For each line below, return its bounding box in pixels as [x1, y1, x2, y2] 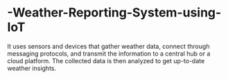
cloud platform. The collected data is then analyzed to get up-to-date [7, 56, 205, 65]
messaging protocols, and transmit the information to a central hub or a [7, 49, 211, 58]
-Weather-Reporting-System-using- [7, 5, 222, 21]
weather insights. [7, 64, 57, 72]
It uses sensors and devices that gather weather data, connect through [7, 42, 210, 50]
